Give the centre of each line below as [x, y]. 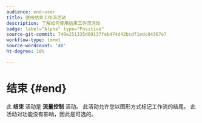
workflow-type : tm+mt [34, 40]
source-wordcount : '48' [36, 46]
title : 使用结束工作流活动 [36, 18]
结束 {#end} [36, 88]
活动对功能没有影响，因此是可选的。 [52, 114]
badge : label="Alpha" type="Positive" [55, 29]
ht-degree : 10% [25, 52]
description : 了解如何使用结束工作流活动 [53, 23]
